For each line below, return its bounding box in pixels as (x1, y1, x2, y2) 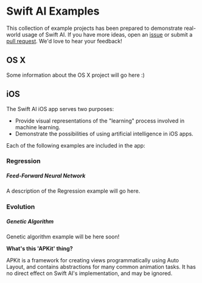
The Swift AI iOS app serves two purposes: (6, 105, 114, 112)
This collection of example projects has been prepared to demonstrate (6, 24, 183, 32)
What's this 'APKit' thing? (6, 245, 73, 253)
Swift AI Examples (6, 4, 100, 18)
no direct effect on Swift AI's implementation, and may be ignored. (6, 270, 173, 277)
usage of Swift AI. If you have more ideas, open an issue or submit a (21, 30, 193, 38)
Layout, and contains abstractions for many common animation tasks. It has (6, 263, 196, 271)
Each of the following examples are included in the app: (6, 141, 145, 149)
